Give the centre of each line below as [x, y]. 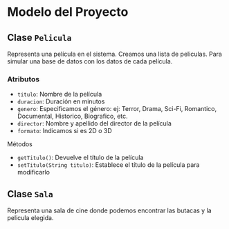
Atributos [24, 79]
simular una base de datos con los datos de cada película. [90, 61]
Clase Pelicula [39, 38]
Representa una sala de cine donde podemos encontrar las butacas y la [110, 210]
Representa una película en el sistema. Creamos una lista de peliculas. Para [115, 54]
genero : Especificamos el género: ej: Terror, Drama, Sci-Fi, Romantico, [117, 109]
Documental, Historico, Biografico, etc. [72, 116]
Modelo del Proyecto [68, 12]
